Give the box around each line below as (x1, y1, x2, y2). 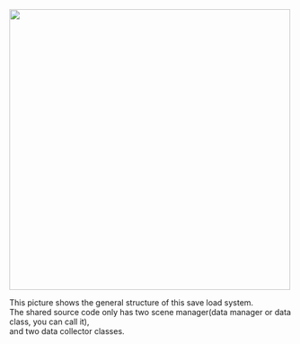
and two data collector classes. (9, 326, 125, 336)
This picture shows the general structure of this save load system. (9, 297, 254, 308)
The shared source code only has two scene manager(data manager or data (9, 307, 292, 317)
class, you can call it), (9, 316, 90, 327)
